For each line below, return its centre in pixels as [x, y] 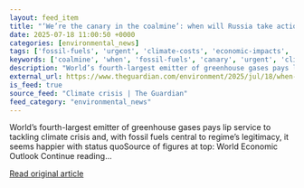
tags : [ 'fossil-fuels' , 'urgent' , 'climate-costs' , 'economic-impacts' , [149, 52]
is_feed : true [36, 85]
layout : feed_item [44, 18]
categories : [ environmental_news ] [75, 43]
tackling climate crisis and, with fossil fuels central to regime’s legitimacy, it [149, 137]
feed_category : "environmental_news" [81, 102]
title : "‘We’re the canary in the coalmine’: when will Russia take [141, 26]
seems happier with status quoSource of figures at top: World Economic [144, 146]
